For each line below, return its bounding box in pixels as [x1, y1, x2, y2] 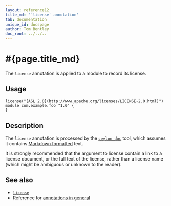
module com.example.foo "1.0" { [5, 103, 74, 108]
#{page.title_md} [5, 53, 80, 65]
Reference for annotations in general [12, 195, 91, 201]
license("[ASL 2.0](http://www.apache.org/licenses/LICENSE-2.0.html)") [5, 98, 164, 104]
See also [5, 176, 33, 185]
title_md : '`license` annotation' [5, 12, 79, 17]
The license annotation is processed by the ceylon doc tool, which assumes [5, 135, 166, 141]
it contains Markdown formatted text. [5, 140, 83, 146]
